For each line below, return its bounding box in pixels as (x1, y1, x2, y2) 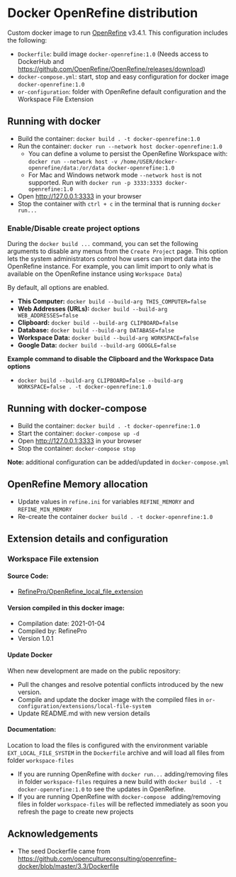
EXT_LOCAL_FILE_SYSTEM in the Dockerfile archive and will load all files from (7, 748, 225, 756)
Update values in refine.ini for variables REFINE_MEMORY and (17, 497, 195, 505)
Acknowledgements (7, 828, 99, 840)
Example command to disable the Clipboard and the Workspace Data (7, 354, 214, 363)
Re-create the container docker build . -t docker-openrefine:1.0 (17, 512, 213, 520)
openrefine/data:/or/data (28, 164, 105, 172)
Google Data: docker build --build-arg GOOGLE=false (17, 341, 176, 350)
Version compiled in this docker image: (7, 603, 125, 612)
